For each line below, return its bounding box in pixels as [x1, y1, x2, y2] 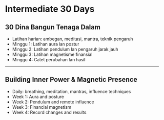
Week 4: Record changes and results [12, 109, 87, 115]
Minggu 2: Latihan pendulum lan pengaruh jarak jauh [12, 47, 119, 52]
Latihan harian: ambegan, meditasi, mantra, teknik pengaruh [12, 36, 133, 42]
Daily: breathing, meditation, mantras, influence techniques [12, 88, 131, 94]
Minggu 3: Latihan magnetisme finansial [12, 51, 93, 57]
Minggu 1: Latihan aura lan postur [12, 41, 80, 47]
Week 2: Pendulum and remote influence [12, 99, 94, 105]
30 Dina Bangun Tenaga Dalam [5, 23, 101, 31]
